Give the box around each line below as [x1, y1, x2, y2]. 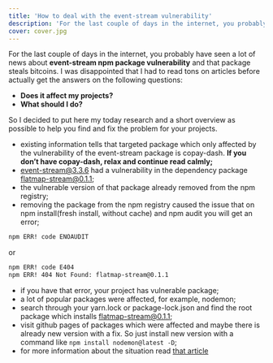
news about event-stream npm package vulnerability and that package [8, 58, 251, 67]
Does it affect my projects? [19, 91, 114, 101]
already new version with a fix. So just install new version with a [19, 329, 234, 338]
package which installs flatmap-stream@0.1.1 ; [19, 312, 173, 321]
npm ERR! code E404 [8, 263, 75, 272]
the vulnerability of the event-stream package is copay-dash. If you [19, 148, 247, 158]
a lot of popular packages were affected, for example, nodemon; [19, 294, 236, 304]
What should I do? [19, 99, 83, 110]
